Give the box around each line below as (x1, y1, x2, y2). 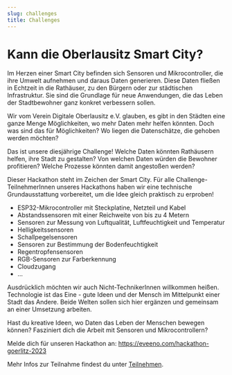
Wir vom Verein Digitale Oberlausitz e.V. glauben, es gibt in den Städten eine (7, 112, 226, 120)
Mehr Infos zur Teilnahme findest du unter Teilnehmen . (7, 360, 164, 369)
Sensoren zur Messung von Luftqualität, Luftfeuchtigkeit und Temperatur (17, 219, 225, 227)
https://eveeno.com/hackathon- (118, 340, 209, 348)
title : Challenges (7, 17, 60, 24)
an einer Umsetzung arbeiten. (7, 305, 92, 313)
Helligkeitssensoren (17, 226, 74, 234)
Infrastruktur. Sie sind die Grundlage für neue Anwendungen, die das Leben (7, 91, 223, 100)
